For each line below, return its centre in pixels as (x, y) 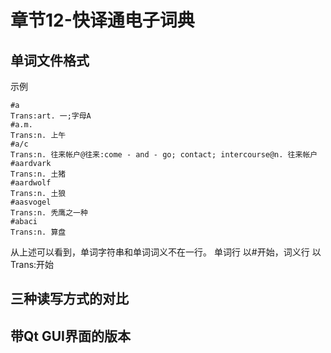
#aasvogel (31, 202)
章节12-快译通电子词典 (102, 20)
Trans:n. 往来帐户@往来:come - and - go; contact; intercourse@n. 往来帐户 (164, 155)
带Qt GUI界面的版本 (71, 336)
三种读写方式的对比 (69, 299)
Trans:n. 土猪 (38, 174)
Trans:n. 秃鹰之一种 (49, 213)
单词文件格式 (50, 60)
